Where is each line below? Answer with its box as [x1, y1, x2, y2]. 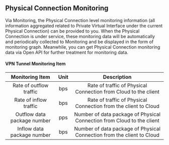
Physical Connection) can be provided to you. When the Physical [5, 28, 140, 34]
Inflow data [17, 125, 44, 132]
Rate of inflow [14, 96, 47, 103]
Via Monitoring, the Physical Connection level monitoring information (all [5, 17, 155, 23]
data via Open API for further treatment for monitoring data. [5, 49, 129, 55]
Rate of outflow [12, 82, 49, 89]
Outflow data [15, 111, 46, 118]
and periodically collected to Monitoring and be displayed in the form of [5, 39, 154, 45]
